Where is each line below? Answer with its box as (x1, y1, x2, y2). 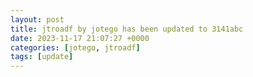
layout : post (10, 14, 65, 25)
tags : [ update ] (10, 52, 74, 62)
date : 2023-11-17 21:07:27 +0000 (10, 33, 150, 43)
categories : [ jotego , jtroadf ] (10, 42, 141, 53)
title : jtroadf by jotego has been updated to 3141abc (10, 24, 244, 34)
